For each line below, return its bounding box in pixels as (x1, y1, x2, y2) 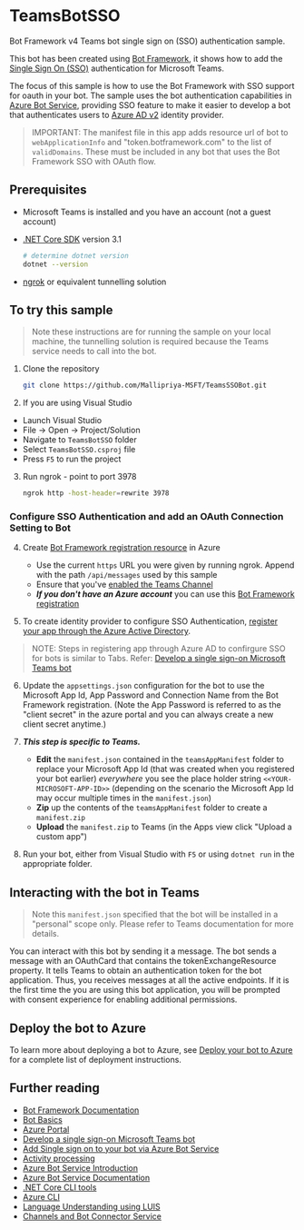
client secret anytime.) (22, 719, 107, 729)
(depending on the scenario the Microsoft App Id (112, 783, 294, 794)
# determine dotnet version (22, 251, 129, 260)
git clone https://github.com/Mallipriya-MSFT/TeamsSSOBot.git (22, 381, 268, 391)
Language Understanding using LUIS (22, 1201, 161, 1212)
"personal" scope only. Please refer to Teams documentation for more (31, 918, 294, 929)
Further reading (9, 1080, 100, 1096)
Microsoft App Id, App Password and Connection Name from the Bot (22, 689, 279, 700)
